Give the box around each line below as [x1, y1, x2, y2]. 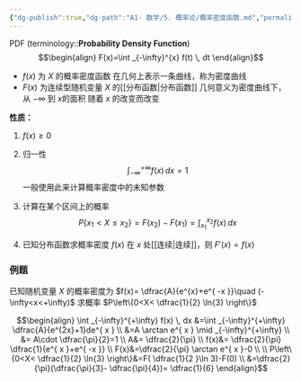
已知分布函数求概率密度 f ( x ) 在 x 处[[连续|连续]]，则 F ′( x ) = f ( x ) [22, 239, 255, 250]
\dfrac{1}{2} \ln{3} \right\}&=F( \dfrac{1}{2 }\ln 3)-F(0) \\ [37, 353, 245, 364]
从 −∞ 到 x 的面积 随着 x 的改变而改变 [22, 93, 160, 103]
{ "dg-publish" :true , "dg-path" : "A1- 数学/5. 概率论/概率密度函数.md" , [9, 13, 261, 22]
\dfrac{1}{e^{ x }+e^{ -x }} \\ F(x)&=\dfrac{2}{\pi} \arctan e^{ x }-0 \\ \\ [10, 343, 268, 355]
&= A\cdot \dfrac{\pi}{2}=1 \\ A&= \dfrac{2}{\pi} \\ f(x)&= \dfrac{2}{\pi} [20, 334, 282, 345]
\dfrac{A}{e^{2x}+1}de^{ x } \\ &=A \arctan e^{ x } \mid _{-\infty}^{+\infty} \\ [12, 324, 290, 335]
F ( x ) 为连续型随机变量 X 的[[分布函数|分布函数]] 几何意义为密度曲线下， [22, 82, 287, 93]
